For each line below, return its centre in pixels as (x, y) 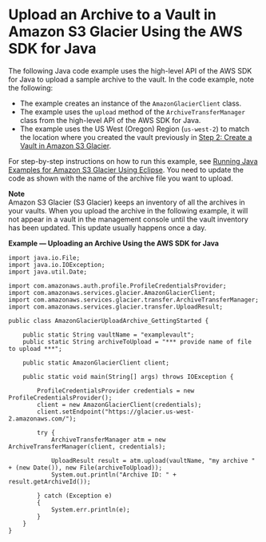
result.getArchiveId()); (50, 481)
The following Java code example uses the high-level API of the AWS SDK (130, 70)
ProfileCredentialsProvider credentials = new (116, 391)
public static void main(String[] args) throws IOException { (128, 377)
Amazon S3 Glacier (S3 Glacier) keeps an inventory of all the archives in (127, 202)
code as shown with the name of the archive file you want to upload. (121, 178)
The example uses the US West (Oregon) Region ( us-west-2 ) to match (135, 129)
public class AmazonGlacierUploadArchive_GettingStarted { (109, 321)
